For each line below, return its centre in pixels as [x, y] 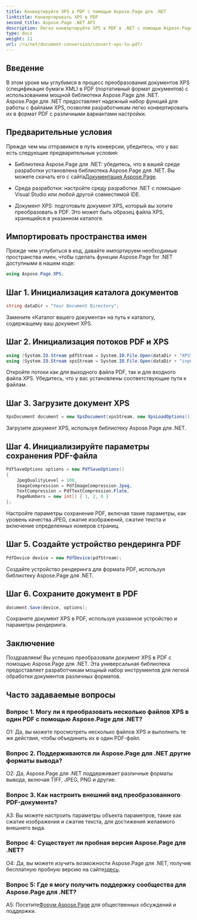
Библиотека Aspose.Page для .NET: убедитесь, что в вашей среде [97, 164]
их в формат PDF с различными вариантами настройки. [76, 114]
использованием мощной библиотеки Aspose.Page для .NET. [83, 95]
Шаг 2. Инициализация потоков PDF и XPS [87, 342]
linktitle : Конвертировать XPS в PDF [52, 17]
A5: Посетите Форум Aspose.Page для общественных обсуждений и [91, 905]
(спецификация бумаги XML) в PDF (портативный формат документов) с [97, 88]
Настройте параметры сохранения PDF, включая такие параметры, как [96, 513]
